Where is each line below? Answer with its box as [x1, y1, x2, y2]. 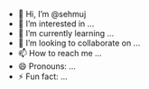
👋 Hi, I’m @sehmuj [17, 9, 87, 19]
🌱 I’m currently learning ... [17, 28, 115, 38]
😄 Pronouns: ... [17, 61, 77, 72]
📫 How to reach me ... [17, 48, 102, 58]
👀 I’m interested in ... [17, 18, 95, 29]
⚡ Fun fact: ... [17, 71, 68, 82]
